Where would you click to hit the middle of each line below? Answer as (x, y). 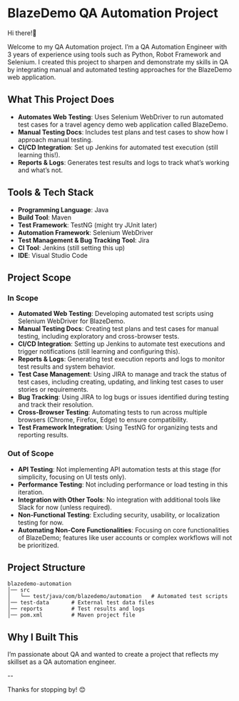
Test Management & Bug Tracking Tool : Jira (83, 240)
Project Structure (46, 567)
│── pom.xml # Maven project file (71, 615)
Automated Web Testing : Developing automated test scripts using (116, 314)
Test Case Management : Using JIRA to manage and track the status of (122, 374)
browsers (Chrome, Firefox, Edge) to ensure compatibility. (103, 420)
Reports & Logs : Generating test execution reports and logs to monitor (121, 359)
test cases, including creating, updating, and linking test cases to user (121, 382)
